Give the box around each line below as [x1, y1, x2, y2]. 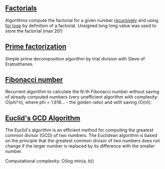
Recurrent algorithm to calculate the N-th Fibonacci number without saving [5, 88, 159, 94]
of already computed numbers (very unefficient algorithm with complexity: [5, 94, 158, 100]
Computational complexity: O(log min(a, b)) [5, 158, 94, 164]
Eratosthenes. [5, 61, 34, 67]
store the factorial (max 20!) [5, 27, 63, 34]
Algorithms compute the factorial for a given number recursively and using [5, 17, 158, 23]
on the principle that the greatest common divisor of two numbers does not [5, 137, 160, 144]
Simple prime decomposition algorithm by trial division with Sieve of [5, 55, 145, 61]
